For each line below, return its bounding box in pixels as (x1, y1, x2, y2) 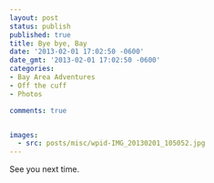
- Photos (9, 89, 43, 98)
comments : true (9, 106, 67, 115)
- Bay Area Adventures (9, 73, 96, 82)
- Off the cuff (9, 81, 67, 90)
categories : (9, 65, 55, 74)
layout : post (9, 13, 59, 23)
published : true (9, 30, 71, 39)
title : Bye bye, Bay (9, 38, 88, 48)
